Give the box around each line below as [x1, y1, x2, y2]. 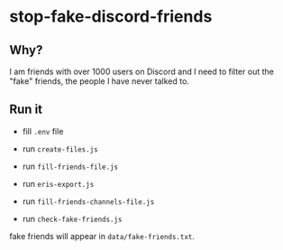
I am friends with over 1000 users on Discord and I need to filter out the [9, 66, 275, 77]
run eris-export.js [22, 178, 95, 189]
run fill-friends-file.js [22, 161, 119, 171]
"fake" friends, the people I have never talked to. [9, 76, 189, 87]
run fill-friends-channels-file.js [22, 196, 155, 207]
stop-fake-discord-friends [9, 6, 213, 27]
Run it [9, 102, 43, 117]
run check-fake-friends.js [22, 213, 123, 224]
